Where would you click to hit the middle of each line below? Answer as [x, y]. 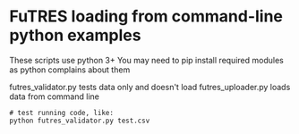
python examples [75, 35]
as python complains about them [70, 70]
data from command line [55, 96]
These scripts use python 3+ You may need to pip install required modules [146, 60]
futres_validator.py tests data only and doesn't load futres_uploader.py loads [150, 87]
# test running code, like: [62, 113]
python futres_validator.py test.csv [80, 121]
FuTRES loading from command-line [146, 17]
